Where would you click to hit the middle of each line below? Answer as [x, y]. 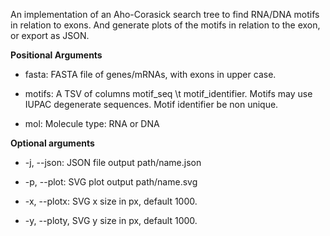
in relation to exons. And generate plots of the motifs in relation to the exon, [165, 25]
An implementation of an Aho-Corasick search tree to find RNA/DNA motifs [165, 14]
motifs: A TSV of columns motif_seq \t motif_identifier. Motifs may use [168, 93]
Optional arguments [52, 143]
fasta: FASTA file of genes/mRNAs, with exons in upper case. [150, 74]
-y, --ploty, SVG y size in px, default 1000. [111, 220]
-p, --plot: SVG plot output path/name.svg [111, 182]
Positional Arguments [56, 55]
